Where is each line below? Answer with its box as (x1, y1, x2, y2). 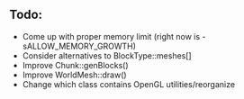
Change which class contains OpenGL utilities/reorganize (22, 78, 236, 89)
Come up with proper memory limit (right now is (22, 31, 201, 41)
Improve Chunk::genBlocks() (22, 59, 129, 70)
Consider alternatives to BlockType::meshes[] (22, 49, 192, 61)
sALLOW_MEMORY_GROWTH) (22, 40, 137, 51)
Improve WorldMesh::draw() (22, 69, 128, 80)
